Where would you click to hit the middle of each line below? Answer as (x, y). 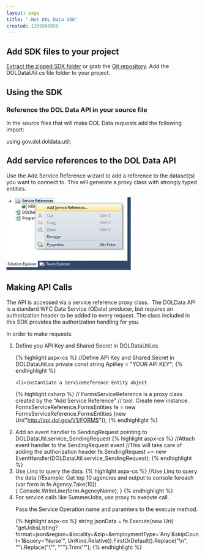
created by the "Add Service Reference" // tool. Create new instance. (102, 400)
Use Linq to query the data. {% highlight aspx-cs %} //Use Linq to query (106, 471)
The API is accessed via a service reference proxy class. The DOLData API (101, 302)
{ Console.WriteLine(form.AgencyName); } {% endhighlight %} (94, 491)
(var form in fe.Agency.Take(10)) (56, 484)
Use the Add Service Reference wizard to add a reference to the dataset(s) (101, 176)
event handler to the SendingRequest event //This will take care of (99, 445)
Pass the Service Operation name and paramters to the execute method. (106, 509)
